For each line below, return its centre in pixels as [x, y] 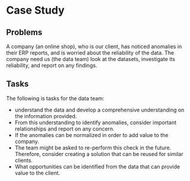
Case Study [35, 10]
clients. [23, 160]
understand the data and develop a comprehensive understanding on [99, 110]
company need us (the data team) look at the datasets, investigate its [91, 59]
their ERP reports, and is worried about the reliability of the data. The [90, 53]
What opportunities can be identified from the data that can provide [97, 166]
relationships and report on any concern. [64, 129]
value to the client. [37, 173]
